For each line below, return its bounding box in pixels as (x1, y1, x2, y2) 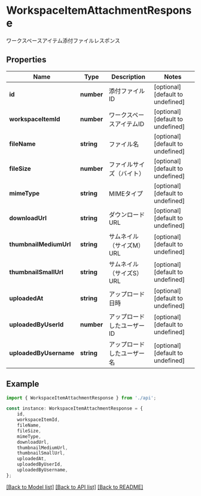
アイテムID (114, 119, 145, 128)
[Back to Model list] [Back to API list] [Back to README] (6, 483, 144, 491)
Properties (6, 55, 47, 65)
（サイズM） (108, 241, 145, 249)
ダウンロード (108, 211, 145, 219)
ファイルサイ (108, 160, 145, 169)
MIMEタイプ (108, 190, 144, 198)
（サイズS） (108, 269, 143, 277)
